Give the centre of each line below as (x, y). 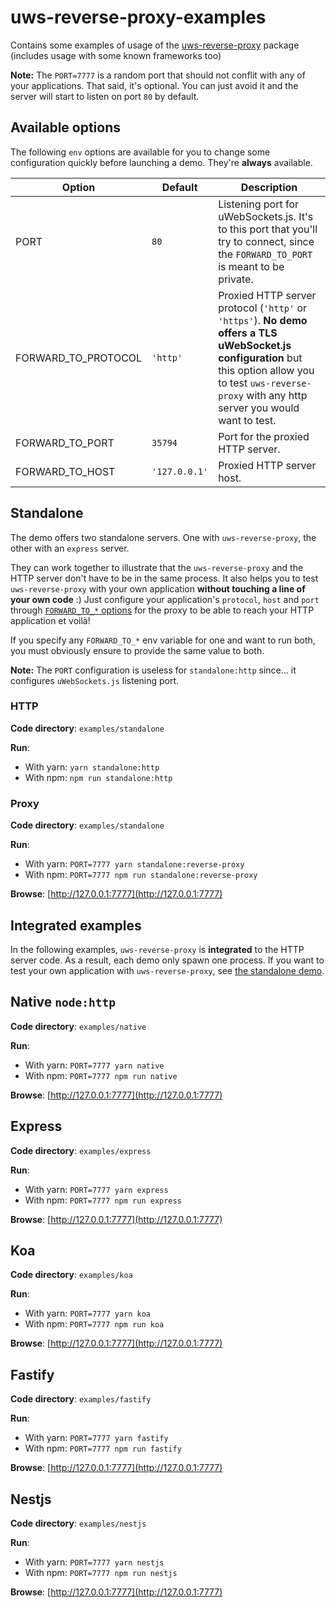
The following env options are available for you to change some (140, 152)
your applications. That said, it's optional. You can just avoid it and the (154, 85)
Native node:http (63, 1002)
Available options (66, 127)
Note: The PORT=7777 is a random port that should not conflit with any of (158, 75)
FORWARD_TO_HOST (65, 471)
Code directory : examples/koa (71, 1275)
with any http (277, 395)
